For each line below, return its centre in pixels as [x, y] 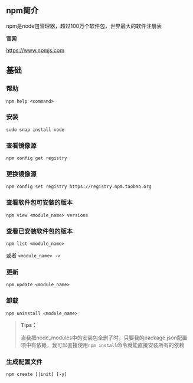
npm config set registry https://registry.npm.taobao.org [79, 187]
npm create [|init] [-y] [37, 374]
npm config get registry [37, 158]
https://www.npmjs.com [35, 50]
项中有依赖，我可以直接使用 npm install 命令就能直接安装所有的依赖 [102, 345]
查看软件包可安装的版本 [39, 202]
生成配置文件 [24, 362]
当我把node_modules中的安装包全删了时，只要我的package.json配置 [104, 338]
